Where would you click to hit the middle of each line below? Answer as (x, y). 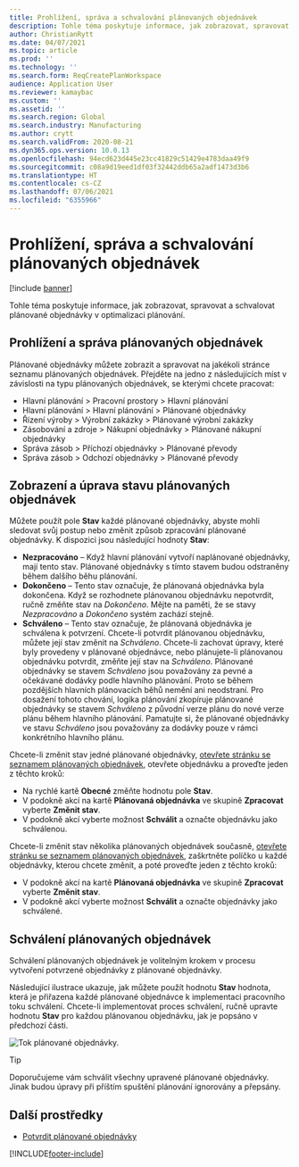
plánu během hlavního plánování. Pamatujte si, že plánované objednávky (156, 719)
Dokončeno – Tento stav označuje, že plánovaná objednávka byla (143, 586)
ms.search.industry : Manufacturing (75, 126)
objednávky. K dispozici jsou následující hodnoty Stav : (109, 540)
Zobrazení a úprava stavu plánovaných (120, 486)
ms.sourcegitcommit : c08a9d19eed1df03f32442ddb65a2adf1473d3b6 (129, 167)
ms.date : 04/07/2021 (48, 42)
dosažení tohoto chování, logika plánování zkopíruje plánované (137, 700)
